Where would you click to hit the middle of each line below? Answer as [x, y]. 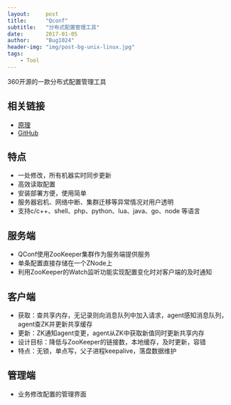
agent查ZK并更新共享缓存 [55, 324]
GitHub [28, 133]
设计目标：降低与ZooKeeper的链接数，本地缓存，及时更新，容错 [112, 342]
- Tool [30, 61]
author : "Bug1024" [41, 41]
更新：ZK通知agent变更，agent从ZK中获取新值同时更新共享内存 [111, 333]
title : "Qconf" [38, 21]
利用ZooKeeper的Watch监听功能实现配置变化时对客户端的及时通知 [115, 272]
